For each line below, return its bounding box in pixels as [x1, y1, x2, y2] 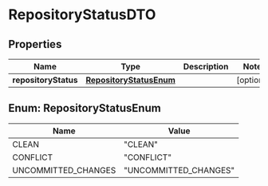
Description [183, 61, 229, 72]
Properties [8, 38, 62, 51]
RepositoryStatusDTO [8, 6, 156, 24]
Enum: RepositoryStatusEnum [8, 101, 161, 115]
